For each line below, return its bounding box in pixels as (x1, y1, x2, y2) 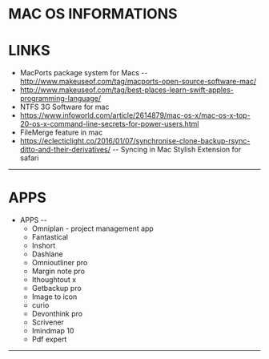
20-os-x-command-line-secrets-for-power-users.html (19, 119, 199, 129)
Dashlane (31, 249, 63, 259)
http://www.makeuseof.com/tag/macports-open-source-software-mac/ (19, 77, 257, 87)
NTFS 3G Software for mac (19, 102, 110, 112)
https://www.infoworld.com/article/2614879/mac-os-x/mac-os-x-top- (19, 111, 251, 120)
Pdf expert (31, 334, 67, 345)
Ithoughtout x (31, 275, 77, 284)
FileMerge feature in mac (19, 127, 103, 137)
